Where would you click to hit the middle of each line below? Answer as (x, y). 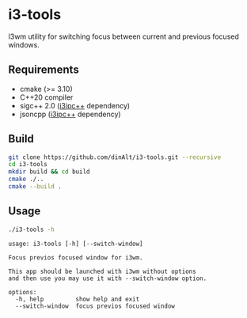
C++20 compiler (46, 97)
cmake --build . (35, 187)
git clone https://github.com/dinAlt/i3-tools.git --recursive (115, 157)
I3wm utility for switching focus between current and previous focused (124, 36)
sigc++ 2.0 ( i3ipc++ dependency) (75, 105)
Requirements (44, 70)
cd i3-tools (28, 165)
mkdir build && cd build (49, 172)
